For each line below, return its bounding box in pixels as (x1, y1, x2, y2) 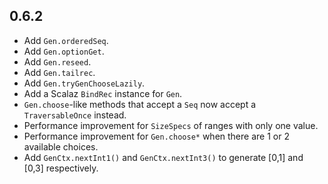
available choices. (23, 140, 99, 153)
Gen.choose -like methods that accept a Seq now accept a (23, 98, 257, 110)
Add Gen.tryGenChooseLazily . (23, 77, 146, 89)
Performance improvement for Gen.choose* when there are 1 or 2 (23, 130, 290, 142)
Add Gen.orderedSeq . (23, 34, 109, 46)
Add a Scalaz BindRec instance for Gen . (23, 87, 183, 99)
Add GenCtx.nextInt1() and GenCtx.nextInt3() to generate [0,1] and (23, 151, 304, 163)
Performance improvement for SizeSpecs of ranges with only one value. (23, 119, 319, 131)
